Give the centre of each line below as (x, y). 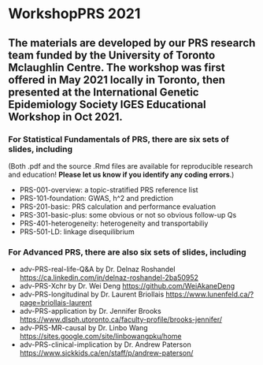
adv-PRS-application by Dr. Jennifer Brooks (90, 311)
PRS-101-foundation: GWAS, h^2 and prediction (96, 198)
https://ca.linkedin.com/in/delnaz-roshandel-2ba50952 (109, 277)
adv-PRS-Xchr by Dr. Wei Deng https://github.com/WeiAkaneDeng (127, 286)
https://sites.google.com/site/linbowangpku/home (100, 337)
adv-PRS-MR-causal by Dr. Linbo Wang (83, 328)
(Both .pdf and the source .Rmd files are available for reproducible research (131, 166)
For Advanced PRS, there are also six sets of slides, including (127, 251)
